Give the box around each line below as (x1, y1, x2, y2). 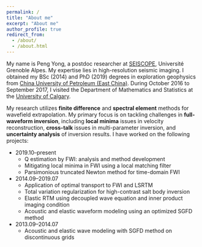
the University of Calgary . (6, 93, 71, 100)
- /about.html (12, 44, 48, 50)
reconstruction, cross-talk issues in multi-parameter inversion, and (6, 124, 176, 131)
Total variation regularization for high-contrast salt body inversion (24, 188, 190, 195)
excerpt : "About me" (6, 20, 59, 26)
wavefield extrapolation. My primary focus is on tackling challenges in (6, 111, 183, 118)
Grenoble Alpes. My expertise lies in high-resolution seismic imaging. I (6, 66, 184, 74)
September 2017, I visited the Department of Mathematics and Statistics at (6, 86, 193, 93)
